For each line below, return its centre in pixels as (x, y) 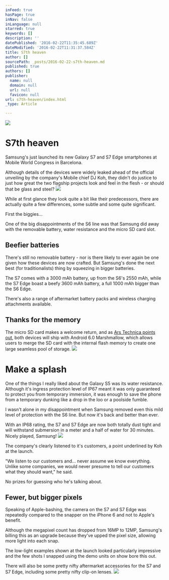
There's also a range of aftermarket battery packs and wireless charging (80, 298)
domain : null (23, 85)
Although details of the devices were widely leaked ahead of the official (80, 172)
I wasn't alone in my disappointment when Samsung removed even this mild (84, 409)
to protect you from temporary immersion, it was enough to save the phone (83, 394)
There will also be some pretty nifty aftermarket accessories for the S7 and (83, 566)
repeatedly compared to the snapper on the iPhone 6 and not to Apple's (80, 515)
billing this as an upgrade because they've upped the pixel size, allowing (80, 535)
